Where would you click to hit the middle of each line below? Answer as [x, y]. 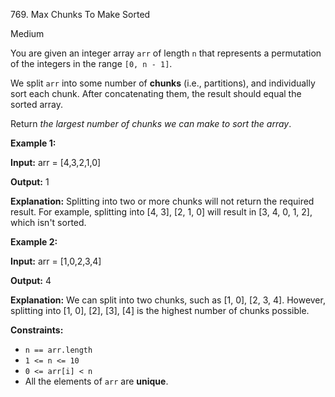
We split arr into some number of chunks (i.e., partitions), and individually [163, 83]
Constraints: [37, 330]
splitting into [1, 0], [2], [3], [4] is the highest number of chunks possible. [160, 310]
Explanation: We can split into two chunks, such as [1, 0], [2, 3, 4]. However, [168, 300]
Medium [27, 33]
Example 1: [33, 143]
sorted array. [36, 104]
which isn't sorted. [48, 222]
